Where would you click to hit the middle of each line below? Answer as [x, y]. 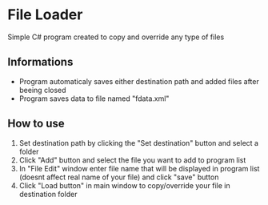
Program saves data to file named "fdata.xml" [94, 98]
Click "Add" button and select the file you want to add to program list [132, 160]
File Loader [45, 15]
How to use [36, 124]
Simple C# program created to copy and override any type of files [116, 37]
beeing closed [42, 90]
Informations [40, 62]
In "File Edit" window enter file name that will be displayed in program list [139, 168]
